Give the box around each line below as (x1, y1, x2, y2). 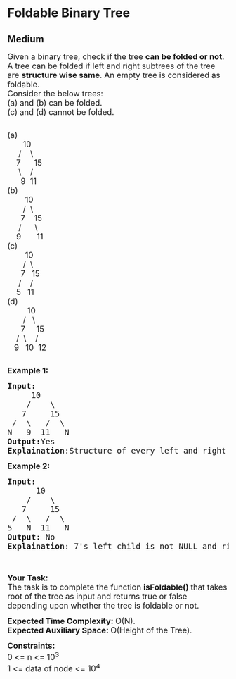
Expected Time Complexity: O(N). (7, 616, 136, 626)
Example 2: (7, 461, 51, 471)
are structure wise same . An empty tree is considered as (7, 70, 221, 80)
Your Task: (7, 573, 48, 583)
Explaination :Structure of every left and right (7, 446, 227, 456)
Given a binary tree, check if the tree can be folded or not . (7, 51, 225, 61)
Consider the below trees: (7, 89, 104, 99)
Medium (7, 33, 44, 45)
